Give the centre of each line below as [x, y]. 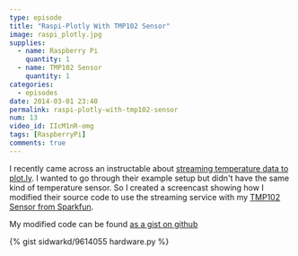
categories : [31, 84]
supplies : [28, 43]
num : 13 [24, 118]
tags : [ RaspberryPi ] [48, 135]
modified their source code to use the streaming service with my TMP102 [145, 197]
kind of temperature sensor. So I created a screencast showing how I [137, 187]
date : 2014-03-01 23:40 [54, 101]
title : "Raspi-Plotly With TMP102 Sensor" [90, 26]
